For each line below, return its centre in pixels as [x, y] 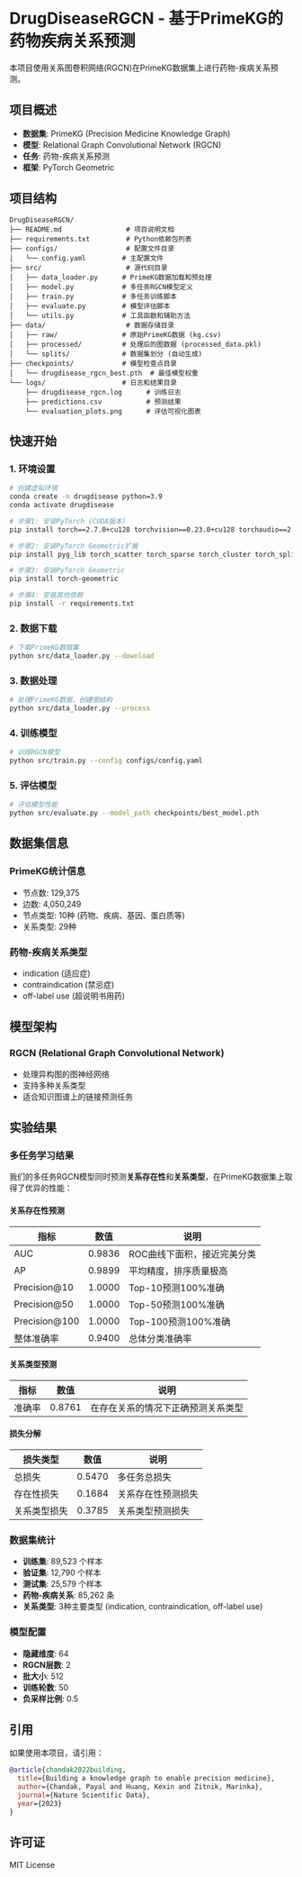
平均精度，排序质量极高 [178, 1271]
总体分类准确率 [160, 1338]
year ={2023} [40, 1803]
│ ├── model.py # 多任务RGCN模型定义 [101, 287]
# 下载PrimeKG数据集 [44, 648]
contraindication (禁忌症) [68, 985]
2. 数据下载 [33, 628]
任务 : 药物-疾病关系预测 [66, 156]
